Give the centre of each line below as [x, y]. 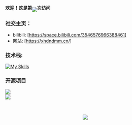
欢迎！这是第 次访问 [28, 8]
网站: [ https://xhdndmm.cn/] [42, 41]
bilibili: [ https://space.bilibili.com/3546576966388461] [70, 35]
